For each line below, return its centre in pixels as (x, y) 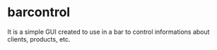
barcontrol (39, 12)
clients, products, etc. (39, 39)
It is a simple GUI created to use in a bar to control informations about (108, 32)
